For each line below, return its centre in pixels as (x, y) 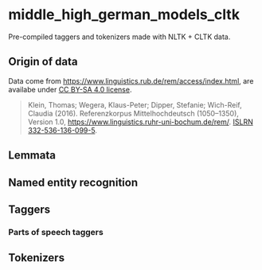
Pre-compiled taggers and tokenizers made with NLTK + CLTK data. (119, 37)
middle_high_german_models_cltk (124, 15)
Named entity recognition (73, 182)
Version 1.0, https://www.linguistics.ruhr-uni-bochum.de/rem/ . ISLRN (140, 122)
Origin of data (43, 62)
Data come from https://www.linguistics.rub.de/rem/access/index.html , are (131, 80)
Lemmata (32, 156)
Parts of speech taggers (56, 232)
